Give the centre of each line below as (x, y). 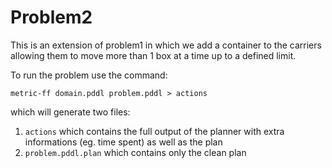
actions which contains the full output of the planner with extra (154, 131)
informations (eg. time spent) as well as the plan (123, 142)
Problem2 (51, 17)
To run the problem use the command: (89, 75)
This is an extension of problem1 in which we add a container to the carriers (166, 45)
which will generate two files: (70, 112)
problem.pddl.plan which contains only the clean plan (135, 152)
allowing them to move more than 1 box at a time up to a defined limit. (153, 55)
